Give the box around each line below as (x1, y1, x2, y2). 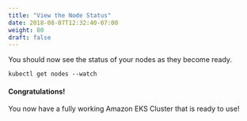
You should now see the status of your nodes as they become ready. (8, 55, 232, 64)
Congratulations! (8, 86, 66, 96)
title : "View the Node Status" (8, 11, 112, 20)
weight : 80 (8, 26, 44, 34)
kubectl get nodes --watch (8, 70, 97, 79)
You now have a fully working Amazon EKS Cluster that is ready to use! (8, 104, 240, 114)
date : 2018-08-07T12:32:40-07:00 (8, 19, 119, 27)
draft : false (8, 33, 51, 42)
